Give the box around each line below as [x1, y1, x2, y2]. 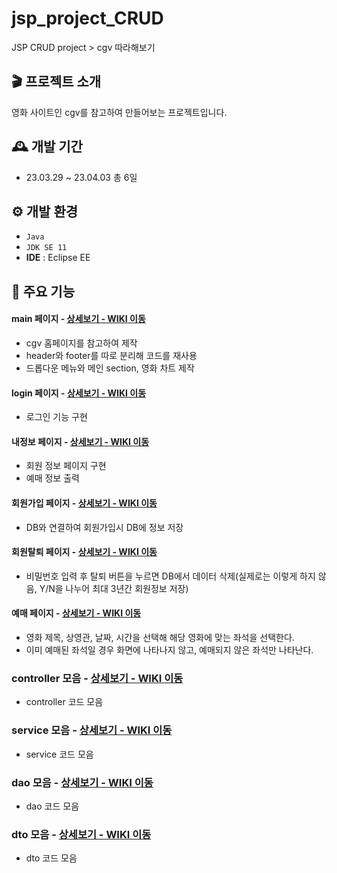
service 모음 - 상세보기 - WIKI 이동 [11, 723, 173, 737]
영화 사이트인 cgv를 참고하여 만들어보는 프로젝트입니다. [11, 106, 228, 118]
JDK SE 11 [25, 243, 68, 253]
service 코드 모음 [25, 748, 94, 760]
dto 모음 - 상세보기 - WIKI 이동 [11, 827, 152, 841]
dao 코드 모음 [25, 800, 80, 812]
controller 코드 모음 [25, 696, 104, 708]
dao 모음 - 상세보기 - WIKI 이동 [11, 775, 154, 789]
